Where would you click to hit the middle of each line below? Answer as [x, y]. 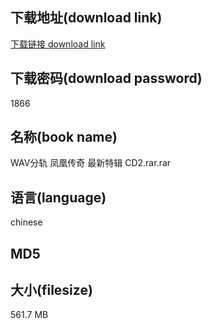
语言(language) [58, 197]
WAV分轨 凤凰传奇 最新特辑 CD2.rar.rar [91, 163]
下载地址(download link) [86, 18]
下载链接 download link [58, 44]
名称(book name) [64, 137]
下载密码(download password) [106, 78]
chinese [26, 222]
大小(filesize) [51, 290]
